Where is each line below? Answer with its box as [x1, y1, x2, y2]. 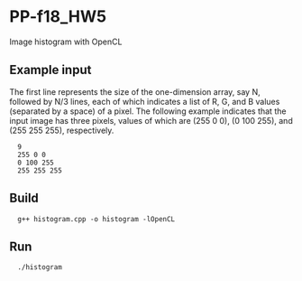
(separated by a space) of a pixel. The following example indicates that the [9, 106, 287, 117]
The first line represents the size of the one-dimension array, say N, [9, 86, 261, 97]
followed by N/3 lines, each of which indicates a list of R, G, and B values [9, 96, 280, 107]
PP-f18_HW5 [9, 6, 106, 27]
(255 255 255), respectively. [9, 125, 114, 136]
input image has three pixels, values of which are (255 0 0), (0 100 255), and [9, 115, 293, 126]
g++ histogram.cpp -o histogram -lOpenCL [17, 214, 176, 223]
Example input [9, 62, 92, 78]
